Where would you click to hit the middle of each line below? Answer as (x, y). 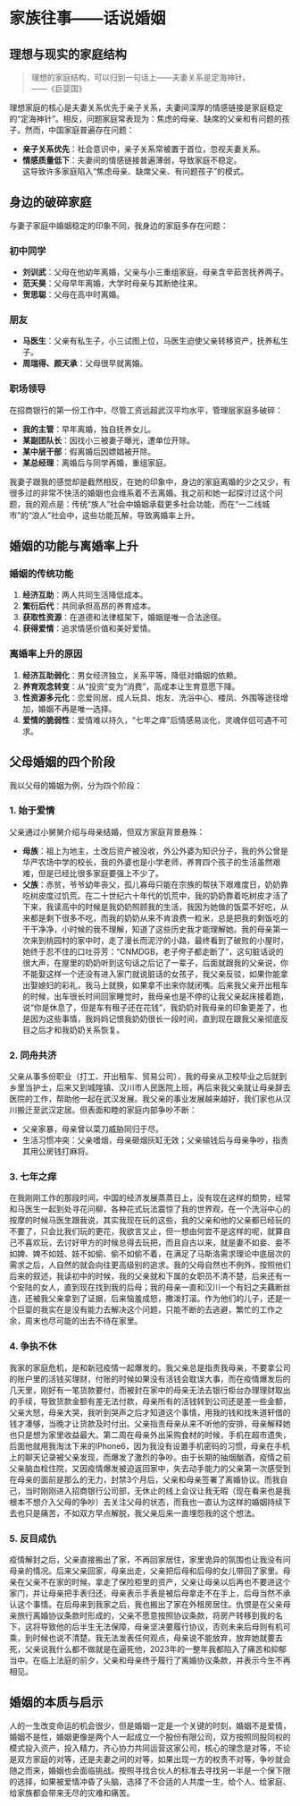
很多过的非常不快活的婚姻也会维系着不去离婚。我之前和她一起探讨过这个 (142, 492)
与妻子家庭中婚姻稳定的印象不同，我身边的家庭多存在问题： (119, 226)
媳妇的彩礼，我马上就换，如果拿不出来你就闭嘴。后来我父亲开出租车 (163, 984)
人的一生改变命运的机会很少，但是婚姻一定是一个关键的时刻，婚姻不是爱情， (150, 1725)
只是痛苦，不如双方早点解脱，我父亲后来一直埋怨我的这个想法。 (142, 1512)
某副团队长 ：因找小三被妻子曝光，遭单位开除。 (108, 440)
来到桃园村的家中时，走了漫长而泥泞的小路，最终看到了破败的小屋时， (159, 940)
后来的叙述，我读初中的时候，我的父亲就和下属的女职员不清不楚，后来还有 (146, 1276)
